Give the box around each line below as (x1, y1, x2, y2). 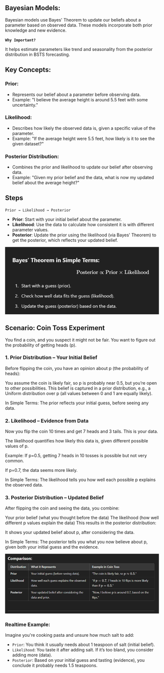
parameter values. (12, 227, 49, 232)
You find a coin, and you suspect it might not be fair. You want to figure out (5, 337, 156, 343)
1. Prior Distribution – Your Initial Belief (5, 354, 98, 361)
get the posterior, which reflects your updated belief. (12, 237, 118, 243)
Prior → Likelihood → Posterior (5, 208, 71, 212)
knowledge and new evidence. (5, 27, 67, 33)
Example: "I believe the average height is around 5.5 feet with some (12, 96, 148, 102)
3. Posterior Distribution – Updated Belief (5, 494, 104, 501)
